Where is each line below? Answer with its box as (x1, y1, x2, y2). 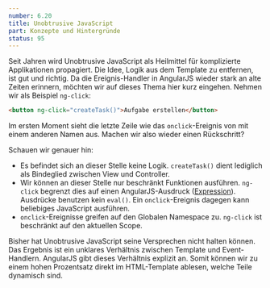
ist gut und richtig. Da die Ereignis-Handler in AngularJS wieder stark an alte (8, 73, 262, 83)
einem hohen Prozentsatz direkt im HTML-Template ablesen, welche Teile (8, 262, 252, 272)
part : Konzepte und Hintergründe (8, 27, 121, 35)
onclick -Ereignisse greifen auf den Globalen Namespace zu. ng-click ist (19, 212, 263, 222)
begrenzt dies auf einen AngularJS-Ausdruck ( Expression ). (39, 186, 236, 196)
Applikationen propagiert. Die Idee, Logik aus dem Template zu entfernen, (8, 65, 254, 75)
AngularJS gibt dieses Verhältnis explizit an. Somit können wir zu (43, 253, 258, 263)
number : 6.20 (8, 11, 52, 20)
